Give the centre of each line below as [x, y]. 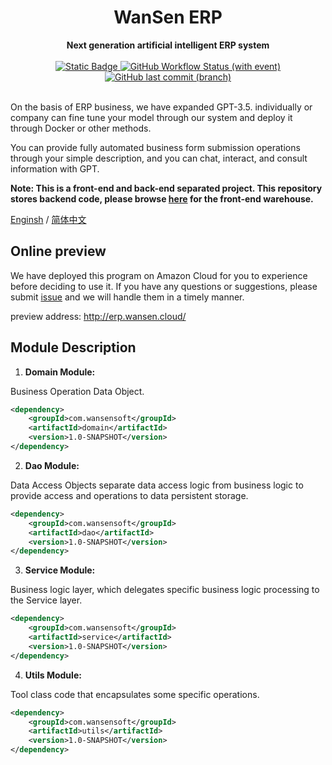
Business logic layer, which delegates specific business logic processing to [165, 590]
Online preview [58, 251]
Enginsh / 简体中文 [48, 219]
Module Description [73, 347]
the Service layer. [46, 600]
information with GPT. [55, 168]
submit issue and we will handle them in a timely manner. [127, 297]
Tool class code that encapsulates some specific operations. [135, 694]
